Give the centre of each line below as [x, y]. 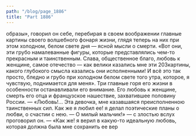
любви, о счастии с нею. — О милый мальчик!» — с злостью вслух [90, 114]
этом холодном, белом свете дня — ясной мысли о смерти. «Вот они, [94, 46]
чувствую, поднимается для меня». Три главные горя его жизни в [89, 83]
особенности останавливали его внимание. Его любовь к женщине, [92, 89]
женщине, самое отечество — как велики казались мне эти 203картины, [98, 64]
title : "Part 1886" [30, 17]
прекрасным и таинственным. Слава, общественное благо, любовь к [93, 58]
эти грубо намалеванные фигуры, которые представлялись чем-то [90, 52]
